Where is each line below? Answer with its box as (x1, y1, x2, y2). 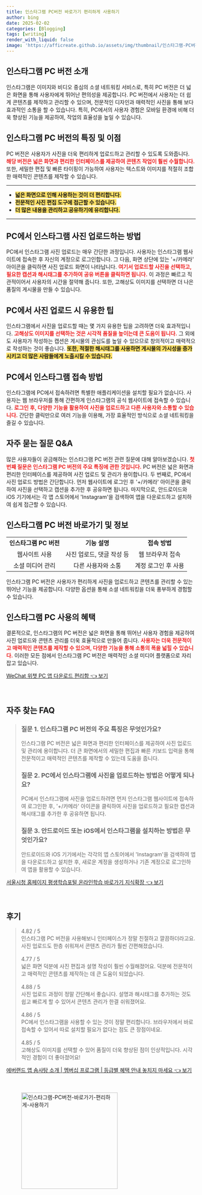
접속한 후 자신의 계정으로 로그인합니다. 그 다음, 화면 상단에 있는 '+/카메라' (22, 256, 194, 263)
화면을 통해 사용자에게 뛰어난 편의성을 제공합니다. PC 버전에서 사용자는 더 (12, 91, 185, 98)
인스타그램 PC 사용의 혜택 (6, 612, 96, 623)
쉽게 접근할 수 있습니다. (12, 501, 67, 508)
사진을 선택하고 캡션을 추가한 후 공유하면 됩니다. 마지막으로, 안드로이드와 (17, 486, 188, 493)
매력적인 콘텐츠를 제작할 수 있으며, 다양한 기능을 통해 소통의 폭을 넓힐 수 (12, 644, 179, 651)
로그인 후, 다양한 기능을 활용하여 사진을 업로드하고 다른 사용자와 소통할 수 (14, 404, 183, 411)
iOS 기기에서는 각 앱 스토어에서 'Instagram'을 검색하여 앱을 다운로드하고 (6, 493, 176, 500)
